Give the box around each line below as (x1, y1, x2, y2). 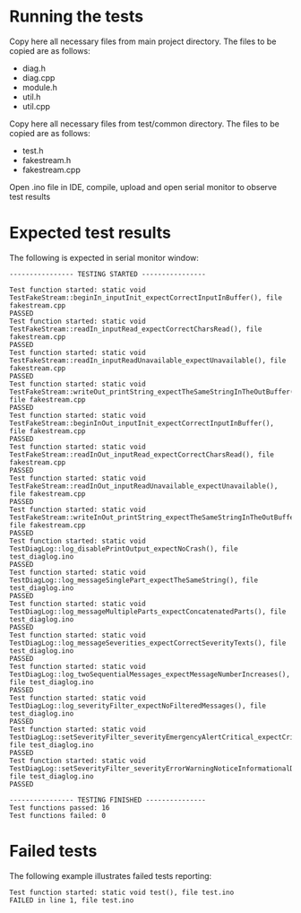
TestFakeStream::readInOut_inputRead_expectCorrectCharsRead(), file (9, 450, 275, 459)
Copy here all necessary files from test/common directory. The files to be (9, 118, 279, 129)
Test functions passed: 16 (9, 803, 110, 813)
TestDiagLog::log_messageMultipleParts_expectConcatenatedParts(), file (9, 607, 287, 616)
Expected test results (9, 222, 172, 243)
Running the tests (9, 6, 144, 27)
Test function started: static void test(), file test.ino (9, 888, 235, 897)
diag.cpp (21, 72, 56, 83)
